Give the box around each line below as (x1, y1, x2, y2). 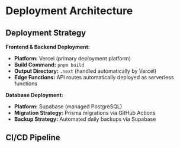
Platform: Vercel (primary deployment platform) (14, 55, 131, 62)
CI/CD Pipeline (5, 133, 60, 143)
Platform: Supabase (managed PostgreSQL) (14, 103, 123, 110)
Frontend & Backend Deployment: (5, 43, 90, 50)
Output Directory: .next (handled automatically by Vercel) (14, 67, 157, 75)
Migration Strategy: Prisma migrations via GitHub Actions (14, 110, 156, 116)
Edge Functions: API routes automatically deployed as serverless (14, 74, 174, 81)
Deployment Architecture (5, 4, 133, 18)
